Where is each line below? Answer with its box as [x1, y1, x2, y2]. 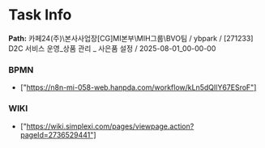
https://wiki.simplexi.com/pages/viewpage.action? [26, 121, 194, 131]
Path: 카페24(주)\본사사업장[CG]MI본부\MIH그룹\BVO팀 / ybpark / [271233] [8, 33, 254, 43]
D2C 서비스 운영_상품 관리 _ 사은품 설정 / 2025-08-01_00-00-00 [8, 43, 216, 53]
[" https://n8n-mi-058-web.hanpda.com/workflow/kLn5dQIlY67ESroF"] [19, 82, 257, 92]
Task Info [8, 6, 72, 24]
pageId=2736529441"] [19, 129, 96, 139]
